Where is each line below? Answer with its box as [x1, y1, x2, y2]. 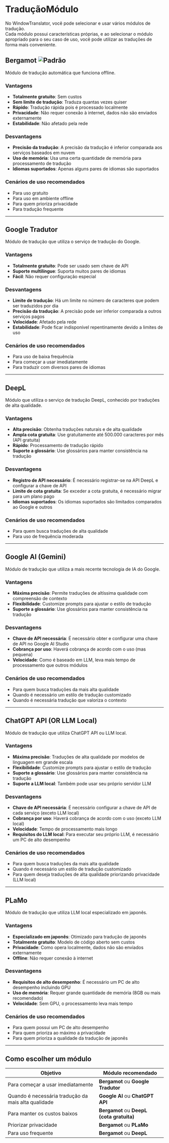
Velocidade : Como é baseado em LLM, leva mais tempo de [12, 657, 136, 663]
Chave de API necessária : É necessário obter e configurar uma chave [12, 636, 158, 642]
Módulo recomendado [103, 1069, 157, 1076]
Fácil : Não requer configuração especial [12, 273, 97, 279]
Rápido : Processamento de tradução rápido [12, 442, 104, 449]
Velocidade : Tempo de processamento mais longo [12, 826, 118, 832]
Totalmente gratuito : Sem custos [12, 94, 82, 100]
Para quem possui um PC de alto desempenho [12, 1025, 109, 1031]
